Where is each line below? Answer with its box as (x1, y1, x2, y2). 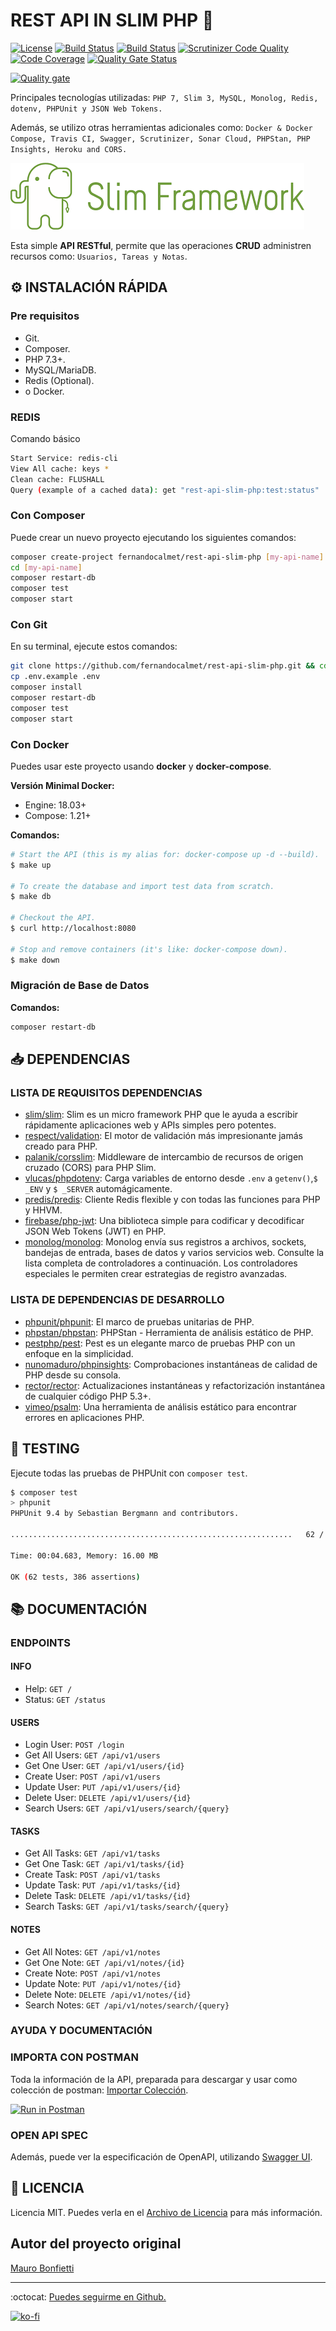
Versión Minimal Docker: (10, 779, 115, 791)
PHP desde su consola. (24, 1369, 122, 1381)
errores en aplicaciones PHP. (24, 1411, 145, 1423)
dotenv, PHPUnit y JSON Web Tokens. (10, 104, 163, 114)
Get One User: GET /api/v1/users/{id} (24, 1760, 185, 1772)
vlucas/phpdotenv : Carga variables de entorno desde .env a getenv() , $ (24, 1172, 318, 1184)
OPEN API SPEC (10, 2128, 89, 2142)
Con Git (10, 618, 48, 632)
